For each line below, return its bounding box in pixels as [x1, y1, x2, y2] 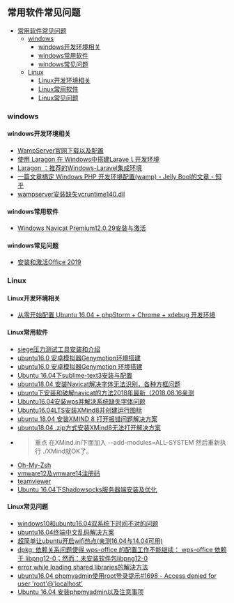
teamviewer [17, 477, 52, 485]
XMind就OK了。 [46, 447, 93, 455]
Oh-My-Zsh [17, 461, 52, 469]
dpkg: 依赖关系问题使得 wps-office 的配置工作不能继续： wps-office [17, 545, 213, 554]
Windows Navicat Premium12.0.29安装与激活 [17, 224, 146, 232]
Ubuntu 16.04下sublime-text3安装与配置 [17, 371, 132, 379]
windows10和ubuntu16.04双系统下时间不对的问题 [17, 519, 159, 528]
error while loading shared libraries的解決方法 [17, 563, 148, 571]
